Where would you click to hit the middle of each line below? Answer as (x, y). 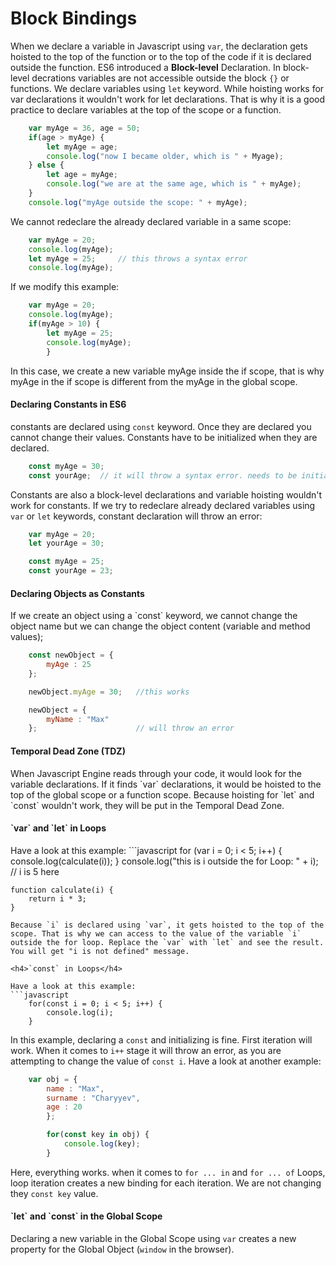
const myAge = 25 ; (66, 562)
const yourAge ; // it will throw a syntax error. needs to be (163, 475)
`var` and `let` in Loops (58, 828)
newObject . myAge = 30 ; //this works (109, 692)
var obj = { (53, 1079)
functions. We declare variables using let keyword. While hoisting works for (167, 88)
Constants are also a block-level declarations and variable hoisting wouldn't (166, 494)
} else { (46, 165)
